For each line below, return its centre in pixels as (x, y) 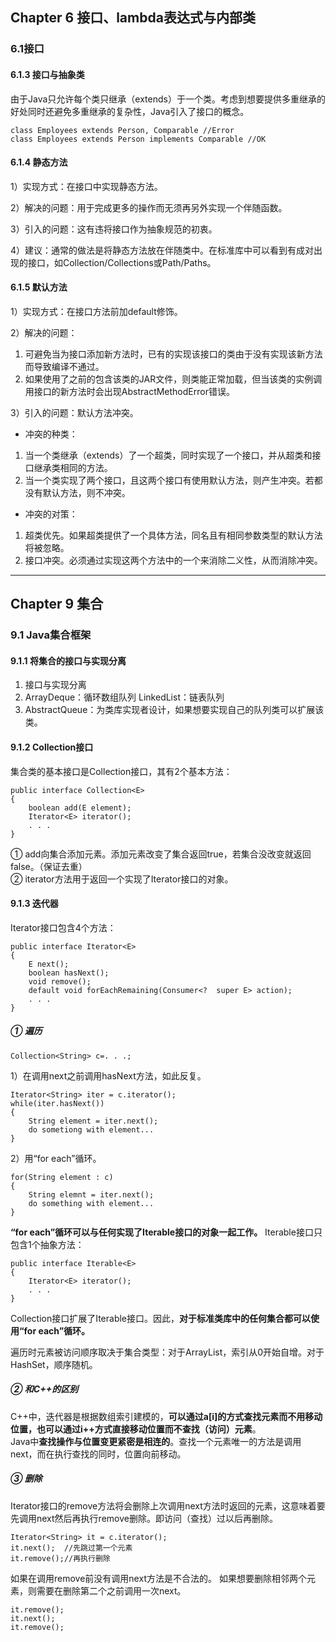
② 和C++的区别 (44, 1389)
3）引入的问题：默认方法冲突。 (74, 412)
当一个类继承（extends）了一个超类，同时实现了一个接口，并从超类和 (168, 455)
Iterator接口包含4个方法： (63, 927)
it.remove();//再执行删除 (60, 1558)
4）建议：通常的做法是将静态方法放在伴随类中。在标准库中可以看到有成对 (162, 250)
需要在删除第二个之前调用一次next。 (111, 1590)
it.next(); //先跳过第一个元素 (71, 1548)
